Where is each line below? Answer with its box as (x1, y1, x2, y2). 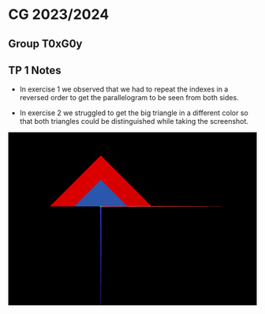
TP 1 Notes (8, 63, 62, 77)
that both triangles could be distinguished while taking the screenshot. (19, 117, 248, 126)
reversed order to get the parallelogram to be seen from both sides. (19, 93, 239, 103)
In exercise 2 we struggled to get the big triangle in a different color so (19, 108, 248, 118)
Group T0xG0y (8, 37, 83, 50)
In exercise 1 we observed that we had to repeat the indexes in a (19, 84, 229, 94)
